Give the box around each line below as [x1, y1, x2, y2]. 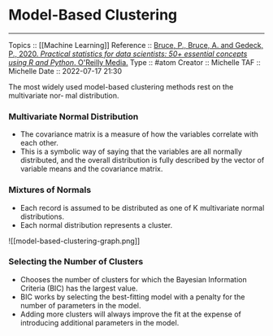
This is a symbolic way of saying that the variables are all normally [19, 146, 242, 156]
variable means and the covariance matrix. [19, 164, 163, 174]
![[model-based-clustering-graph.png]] [8, 236, 141, 246]
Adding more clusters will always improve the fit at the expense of [19, 309, 241, 319]
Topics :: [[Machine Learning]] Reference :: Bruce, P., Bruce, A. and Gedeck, [8, 40, 264, 50]
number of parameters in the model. [19, 300, 141, 310]
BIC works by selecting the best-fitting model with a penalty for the [19, 291, 245, 302]
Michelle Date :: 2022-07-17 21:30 [8, 66, 122, 76]
